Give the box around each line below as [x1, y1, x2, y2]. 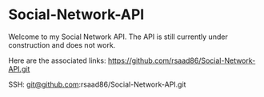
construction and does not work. [8, 40, 116, 49]
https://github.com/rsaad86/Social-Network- [107, 56, 256, 65]
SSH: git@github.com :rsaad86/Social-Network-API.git [8, 80, 186, 89]
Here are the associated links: [8, 56, 106, 65]
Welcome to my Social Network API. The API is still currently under [8, 32, 228, 41]
